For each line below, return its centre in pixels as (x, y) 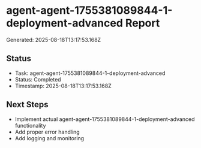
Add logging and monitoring (49, 138)
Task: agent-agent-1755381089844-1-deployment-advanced (90, 73)
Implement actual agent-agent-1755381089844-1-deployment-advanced (105, 119)
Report (142, 23)
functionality (30, 125)
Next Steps (27, 105)
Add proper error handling (47, 132)
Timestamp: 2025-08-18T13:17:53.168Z (63, 86)
